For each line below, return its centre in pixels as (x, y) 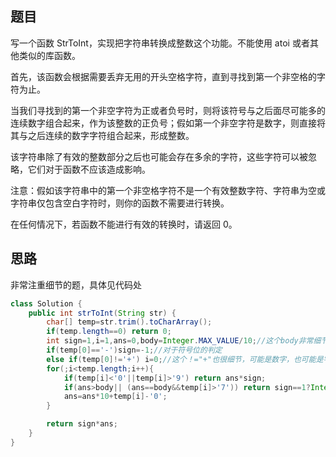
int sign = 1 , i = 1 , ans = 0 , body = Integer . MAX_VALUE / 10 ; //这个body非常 (180, 341)
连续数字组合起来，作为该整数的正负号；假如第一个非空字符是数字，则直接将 (168, 123)
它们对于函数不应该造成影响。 (89, 169)
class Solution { (46, 303)
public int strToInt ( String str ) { (102, 313)
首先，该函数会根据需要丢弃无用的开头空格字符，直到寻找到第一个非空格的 (163, 76)
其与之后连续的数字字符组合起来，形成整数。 (102, 135)
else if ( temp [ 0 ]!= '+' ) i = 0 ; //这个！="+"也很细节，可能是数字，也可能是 (185, 359)
